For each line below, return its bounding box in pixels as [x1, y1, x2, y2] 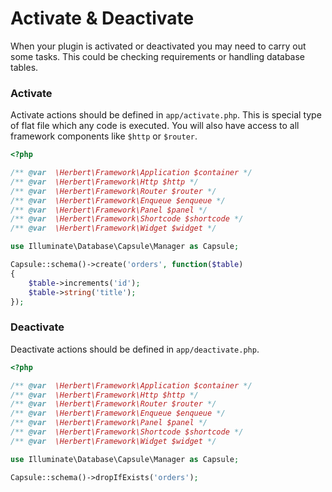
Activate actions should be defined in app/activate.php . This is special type [10, 109, 322, 121]
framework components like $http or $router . [10, 130, 198, 142]
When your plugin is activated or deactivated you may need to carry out [10, 40, 307, 52]
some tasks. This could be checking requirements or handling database [10, 50, 306, 62]
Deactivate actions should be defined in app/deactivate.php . [10, 343, 260, 355]
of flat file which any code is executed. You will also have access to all [10, 120, 300, 132]
